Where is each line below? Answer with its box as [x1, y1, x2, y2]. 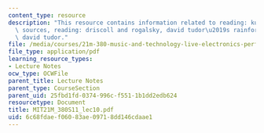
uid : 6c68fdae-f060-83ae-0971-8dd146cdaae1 [8, 113, 153, 121]
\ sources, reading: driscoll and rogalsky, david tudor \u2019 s [15, 26, 230, 34]
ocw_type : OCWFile [8, 70, 68, 77]
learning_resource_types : [8, 56, 93, 63]
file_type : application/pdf [8, 48, 101, 56]
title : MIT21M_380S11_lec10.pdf [8, 106, 114, 114]
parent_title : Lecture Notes [8, 77, 104, 84]
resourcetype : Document [8, 99, 86, 106]
